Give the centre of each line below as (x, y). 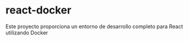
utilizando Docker (27, 32)
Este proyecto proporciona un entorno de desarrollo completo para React (94, 26)
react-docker (39, 10)
